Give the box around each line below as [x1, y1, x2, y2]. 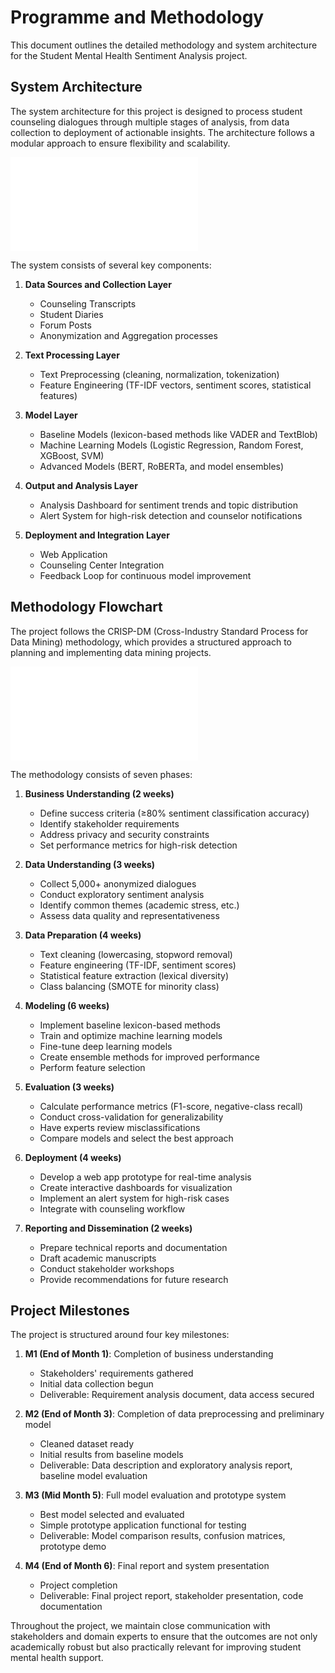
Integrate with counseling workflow [39, 1202, 186, 1215]
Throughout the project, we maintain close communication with [10, 1620, 271, 1632]
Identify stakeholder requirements [39, 817, 180, 830]
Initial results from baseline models [39, 1449, 184, 1461]
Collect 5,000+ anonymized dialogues [39, 877, 197, 890]
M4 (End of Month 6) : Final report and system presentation [24, 1560, 270, 1572]
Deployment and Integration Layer [24, 529, 170, 541]
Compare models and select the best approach [39, 1132, 234, 1144]
